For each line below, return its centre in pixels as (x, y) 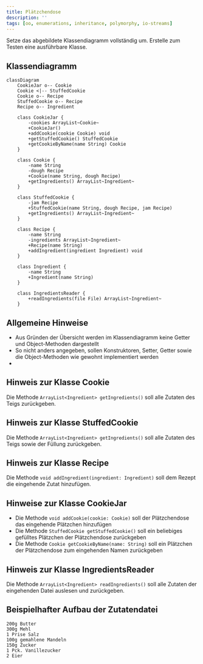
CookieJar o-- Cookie (44, 86)
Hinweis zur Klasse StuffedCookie (72, 423)
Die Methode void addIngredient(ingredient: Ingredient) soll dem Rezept (101, 478)
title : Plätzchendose (34, 12)
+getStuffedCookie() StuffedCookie (73, 139)
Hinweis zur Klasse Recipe (58, 463)
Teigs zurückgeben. (31, 403)
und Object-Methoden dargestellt (57, 344)
